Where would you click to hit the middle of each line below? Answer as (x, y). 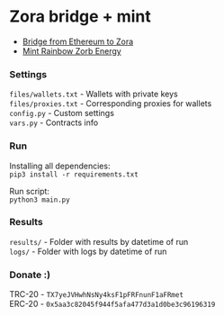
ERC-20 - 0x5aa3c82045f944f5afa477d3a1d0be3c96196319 (112, 304)
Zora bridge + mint (80, 17)
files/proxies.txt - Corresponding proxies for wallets (111, 104)
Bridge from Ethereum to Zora (78, 41)
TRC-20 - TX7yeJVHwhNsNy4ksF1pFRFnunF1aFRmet (97, 294)
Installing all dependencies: (60, 166)
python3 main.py (40, 200)
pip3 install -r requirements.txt (74, 174)
